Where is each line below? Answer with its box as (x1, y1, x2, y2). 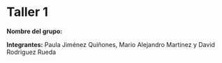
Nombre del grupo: (6, 27, 63, 35)
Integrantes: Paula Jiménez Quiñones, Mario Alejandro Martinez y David (6, 40, 216, 48)
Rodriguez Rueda (6, 48, 57, 56)
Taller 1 (6, 4, 48, 20)
